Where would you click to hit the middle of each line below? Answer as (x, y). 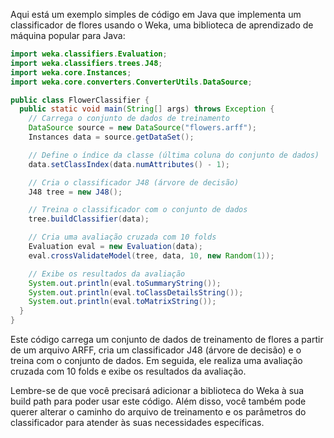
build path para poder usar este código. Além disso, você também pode (158, 401)
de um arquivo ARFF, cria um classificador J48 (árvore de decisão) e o (156, 350)
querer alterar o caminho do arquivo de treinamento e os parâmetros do (158, 412)
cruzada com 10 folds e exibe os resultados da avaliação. (128, 371)
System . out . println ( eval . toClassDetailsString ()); (136, 292)
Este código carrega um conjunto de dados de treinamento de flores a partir (167, 339)
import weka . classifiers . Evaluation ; (89, 54)
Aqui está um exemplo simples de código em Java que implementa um (156, 14)
